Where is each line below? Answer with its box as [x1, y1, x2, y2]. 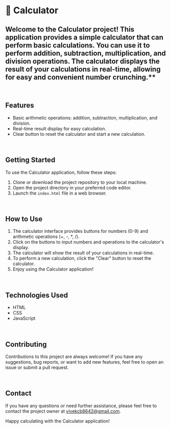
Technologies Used [5, 291, 68, 299]
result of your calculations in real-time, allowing [5, 65, 161, 74]
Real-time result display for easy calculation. [12, 125, 106, 132]
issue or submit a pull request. [5, 365, 69, 371]
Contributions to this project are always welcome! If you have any [5, 353, 143, 360]
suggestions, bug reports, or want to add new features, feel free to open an [5, 359, 164, 365]
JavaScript [12, 315, 36, 321]
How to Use [5, 214, 43, 224]
